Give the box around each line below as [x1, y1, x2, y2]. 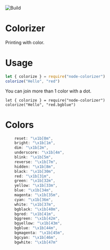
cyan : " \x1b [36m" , [14, 197, 53, 202]
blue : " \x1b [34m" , [14, 188, 53, 193]
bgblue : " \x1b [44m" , [14, 226, 58, 231]
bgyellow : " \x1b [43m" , [14, 221, 62, 226]
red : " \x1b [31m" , [14, 173, 51, 179]
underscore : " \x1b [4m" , [14, 150, 65, 155]
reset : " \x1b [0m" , [14, 136, 53, 141]
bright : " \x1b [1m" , [14, 140, 56, 146]
